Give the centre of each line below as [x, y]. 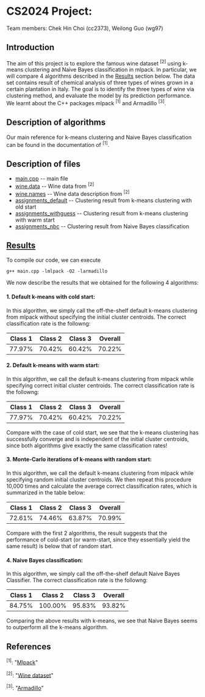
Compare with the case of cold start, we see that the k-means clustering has [103, 432]
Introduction [31, 47]
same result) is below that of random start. [60, 546]
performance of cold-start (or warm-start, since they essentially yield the [98, 540]
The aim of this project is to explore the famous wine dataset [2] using [94, 62]
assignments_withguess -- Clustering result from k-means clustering [101, 213]
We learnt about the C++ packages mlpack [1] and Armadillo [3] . [86, 103]
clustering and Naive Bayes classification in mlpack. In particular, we [111, 70]
